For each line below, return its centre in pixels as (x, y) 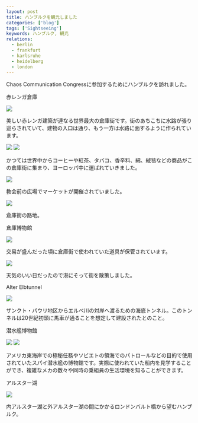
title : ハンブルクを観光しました (42, 17)
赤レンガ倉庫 (22, 97)
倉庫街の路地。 (24, 215)
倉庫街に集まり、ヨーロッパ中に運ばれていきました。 (76, 168)
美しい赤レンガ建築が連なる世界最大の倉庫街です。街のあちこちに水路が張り (99, 121)
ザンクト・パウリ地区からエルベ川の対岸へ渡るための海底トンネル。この (94, 311)
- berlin (22, 45)
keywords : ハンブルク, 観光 (38, 34)
